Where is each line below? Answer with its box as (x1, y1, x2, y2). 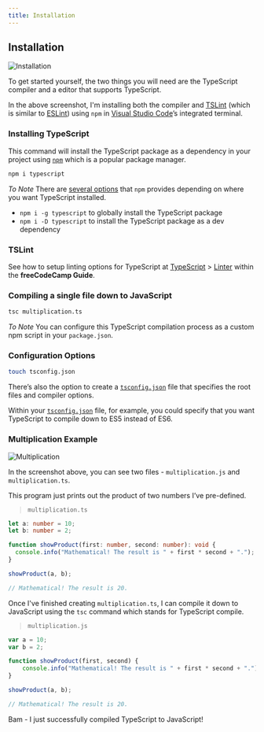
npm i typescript (8, 170, 65, 178)
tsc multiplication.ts (8, 308, 82, 316)
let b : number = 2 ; (8, 527, 72, 535)
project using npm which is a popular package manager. (8, 154, 186, 164)
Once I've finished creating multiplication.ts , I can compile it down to (8, 598, 239, 608)
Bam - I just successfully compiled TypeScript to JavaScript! (8, 714, 203, 724)
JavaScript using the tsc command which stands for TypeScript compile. (8, 607, 244, 616)
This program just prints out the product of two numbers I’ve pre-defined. (8, 490, 247, 500)
